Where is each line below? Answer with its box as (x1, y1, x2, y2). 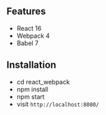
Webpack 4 (16, 31, 50, 40)
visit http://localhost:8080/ (16, 100, 99, 108)
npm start (16, 92, 45, 100)
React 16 (16, 24, 42, 32)
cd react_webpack (16, 77, 70, 86)
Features (6, 6, 46, 17)
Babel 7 (16, 38, 39, 47)
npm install (16, 85, 49, 93)
